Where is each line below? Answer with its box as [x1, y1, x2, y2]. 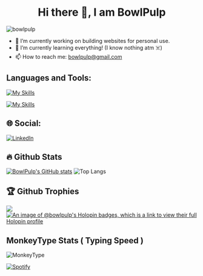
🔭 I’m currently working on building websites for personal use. [15, 37, 170, 44]
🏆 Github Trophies [6, 186, 79, 196]
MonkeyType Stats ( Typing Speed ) [6, 235, 144, 246]
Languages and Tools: [6, 73, 92, 84]
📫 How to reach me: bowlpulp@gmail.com [15, 53, 122, 60]
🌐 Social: [6, 118, 41, 129]
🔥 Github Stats [6, 151, 62, 162]
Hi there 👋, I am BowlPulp [38, 5, 166, 19]
